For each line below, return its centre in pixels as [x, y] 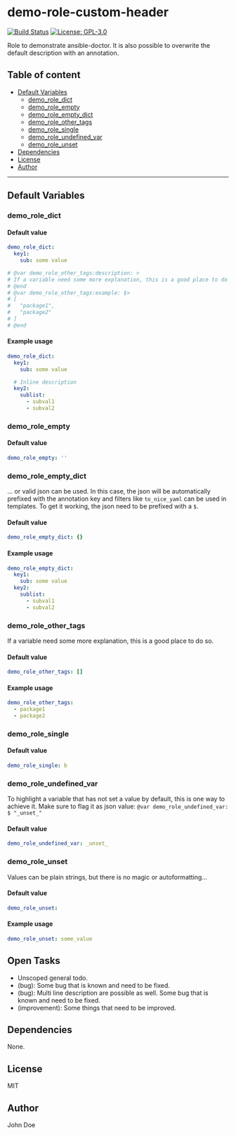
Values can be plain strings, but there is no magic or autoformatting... [107, 877]
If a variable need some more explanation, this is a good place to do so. [111, 641]
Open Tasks [34, 961]
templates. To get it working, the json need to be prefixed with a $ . [103, 506]
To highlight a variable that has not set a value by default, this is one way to [116, 799]
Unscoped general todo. [52, 978]
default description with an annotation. [63, 53]
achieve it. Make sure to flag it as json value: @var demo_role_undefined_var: [118, 806]
